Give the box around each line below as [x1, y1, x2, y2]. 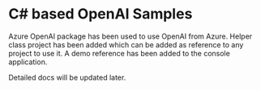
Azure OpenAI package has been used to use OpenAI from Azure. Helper [8, 31, 253, 41]
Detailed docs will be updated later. [8, 72, 126, 82]
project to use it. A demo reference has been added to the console [8, 48, 231, 58]
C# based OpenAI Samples [8, 5, 193, 23]
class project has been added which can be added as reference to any [8, 39, 244, 49]
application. [8, 57, 48, 67]
